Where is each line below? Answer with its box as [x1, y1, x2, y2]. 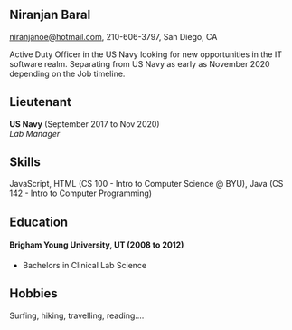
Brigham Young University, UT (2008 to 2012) [9, 239, 184, 250]
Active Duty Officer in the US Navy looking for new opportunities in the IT [9, 49, 283, 60]
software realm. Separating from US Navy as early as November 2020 [9, 58, 270, 69]
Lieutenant [9, 94, 72, 110]
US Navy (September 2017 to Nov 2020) [9, 118, 160, 130]
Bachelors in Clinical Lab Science [22, 260, 147, 271]
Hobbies [9, 286, 59, 302]
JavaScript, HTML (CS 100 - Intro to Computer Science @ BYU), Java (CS [9, 179, 284, 189]
